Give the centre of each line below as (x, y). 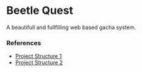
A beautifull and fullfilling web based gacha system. (71, 27)
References (24, 43)
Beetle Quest (40, 11)
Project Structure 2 (39, 63)
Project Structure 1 (38, 56)
